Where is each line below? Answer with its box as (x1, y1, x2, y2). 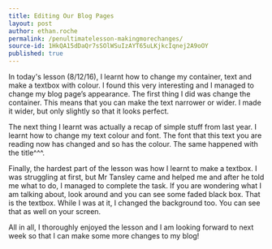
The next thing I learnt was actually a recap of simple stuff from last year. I (8, 122, 257, 131)
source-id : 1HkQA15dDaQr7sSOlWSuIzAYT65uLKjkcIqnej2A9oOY (8, 42, 209, 50)
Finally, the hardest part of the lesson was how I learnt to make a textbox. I (8, 164, 257, 173)
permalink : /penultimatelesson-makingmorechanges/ (8, 34, 183, 43)
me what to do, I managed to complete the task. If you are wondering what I (8, 181, 262, 191)
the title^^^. (8, 148, 45, 157)
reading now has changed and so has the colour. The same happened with (8, 140, 258, 148)
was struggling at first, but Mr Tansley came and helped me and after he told (8, 172, 265, 182)
